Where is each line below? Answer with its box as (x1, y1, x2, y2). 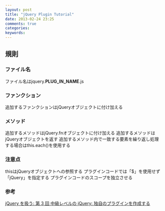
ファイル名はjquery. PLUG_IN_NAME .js (5, 78, 84, 84)
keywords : (5, 30, 26, 35)
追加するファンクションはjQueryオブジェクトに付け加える (5, 104, 123, 110)
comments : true (5, 21, 37, 26)
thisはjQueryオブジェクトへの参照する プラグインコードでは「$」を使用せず (5, 168, 161, 174)
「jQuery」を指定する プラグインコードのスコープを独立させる (5, 174, 133, 180)
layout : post (5, 7, 32, 12)
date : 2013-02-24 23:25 (5, 16, 55, 21)
